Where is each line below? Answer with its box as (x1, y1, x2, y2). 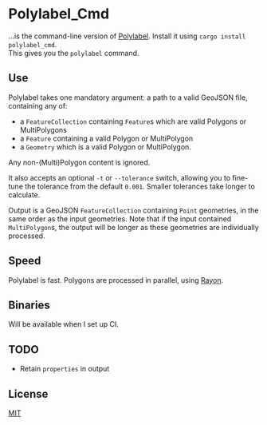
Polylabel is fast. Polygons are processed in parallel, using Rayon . (8, 275, 224, 284)
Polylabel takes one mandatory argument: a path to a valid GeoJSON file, (8, 93, 249, 102)
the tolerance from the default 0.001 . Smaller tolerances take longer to (25, 181, 255, 191)
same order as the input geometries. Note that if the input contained (8, 213, 232, 224)
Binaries (8, 298, 50, 312)
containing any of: (8, 101, 68, 110)
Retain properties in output (19, 364, 110, 374)
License (8, 387, 49, 400)
